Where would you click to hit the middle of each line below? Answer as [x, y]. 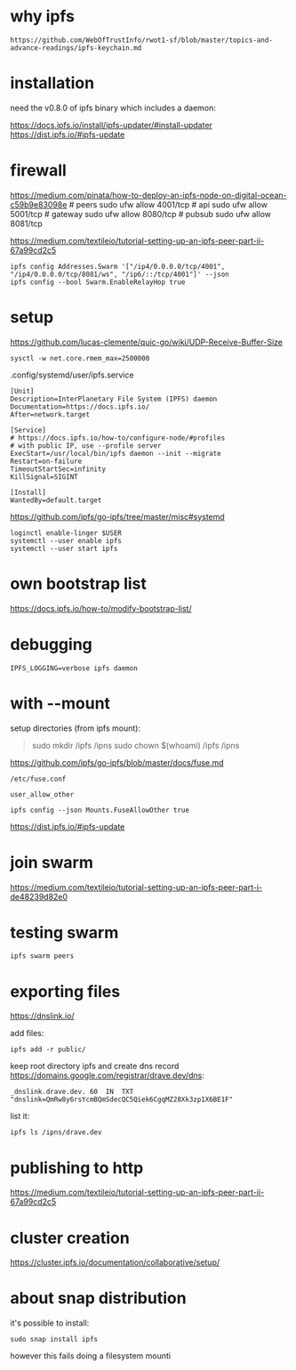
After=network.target [50, 414]
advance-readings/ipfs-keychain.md [76, 48]
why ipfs [42, 16]
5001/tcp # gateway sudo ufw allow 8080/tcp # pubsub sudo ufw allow [141, 214]
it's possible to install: [50, 1323]
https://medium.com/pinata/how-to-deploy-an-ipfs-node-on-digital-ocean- [148, 195]
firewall [39, 170]
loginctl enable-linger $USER [66, 533]
